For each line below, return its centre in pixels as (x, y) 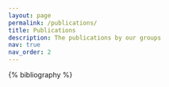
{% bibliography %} (40, 75)
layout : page (30, 15)
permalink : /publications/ (53, 23)
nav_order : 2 (30, 52)
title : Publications (42, 30)
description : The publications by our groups (84, 38)
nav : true (25, 45)
